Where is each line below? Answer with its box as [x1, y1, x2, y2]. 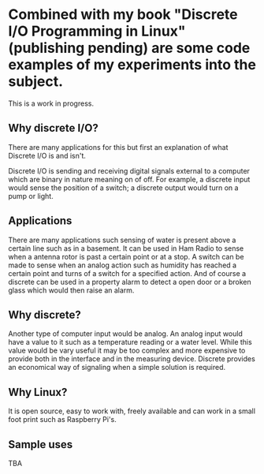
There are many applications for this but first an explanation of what [8, 142, 229, 151]
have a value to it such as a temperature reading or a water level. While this [8, 338, 252, 347]
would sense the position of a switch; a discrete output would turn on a [8, 183, 239, 192]
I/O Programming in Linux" [8, 22, 187, 40]
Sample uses [8, 438, 73, 451]
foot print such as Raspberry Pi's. [8, 415, 117, 424]
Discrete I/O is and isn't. [8, 151, 87, 160]
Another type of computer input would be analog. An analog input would [8, 329, 243, 338]
